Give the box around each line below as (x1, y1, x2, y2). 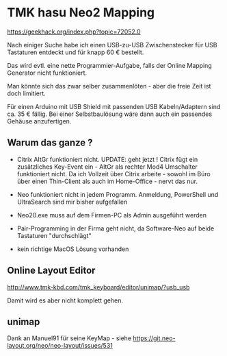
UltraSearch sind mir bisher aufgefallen (16, 198, 128, 206)
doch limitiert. (7, 89, 46, 97)
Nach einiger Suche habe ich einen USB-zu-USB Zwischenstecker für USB (7, 40, 217, 49)
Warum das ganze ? (7, 137, 94, 149)
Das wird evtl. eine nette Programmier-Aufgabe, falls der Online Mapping (7, 61, 212, 69)
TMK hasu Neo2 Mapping (7, 5, 155, 21)
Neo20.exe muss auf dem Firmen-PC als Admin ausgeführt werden (16, 211, 207, 219)
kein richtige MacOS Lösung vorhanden (16, 245, 129, 253)
